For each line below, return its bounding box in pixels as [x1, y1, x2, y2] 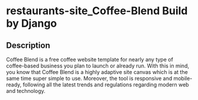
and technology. [6, 88, 46, 94]
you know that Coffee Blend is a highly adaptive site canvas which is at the [6, 69, 188, 75]
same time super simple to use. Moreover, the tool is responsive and [6, 75, 173, 82]
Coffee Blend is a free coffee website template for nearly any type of [6, 56, 173, 63]
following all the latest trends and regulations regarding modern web [22, 81, 189, 88]
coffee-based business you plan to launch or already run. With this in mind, [6, 62, 189, 69]
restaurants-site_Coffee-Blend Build [6, 4, 188, 18]
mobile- [173, 75, 193, 82]
